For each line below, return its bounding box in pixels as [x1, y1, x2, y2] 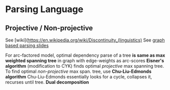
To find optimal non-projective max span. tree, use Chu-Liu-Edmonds [5, 68, 152, 74]
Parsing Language [5, 4, 84, 15]
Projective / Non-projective [5, 24, 93, 32]
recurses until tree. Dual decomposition [5, 79, 89, 85]
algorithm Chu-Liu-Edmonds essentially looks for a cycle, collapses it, [5, 74, 152, 79]
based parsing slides [5, 42, 49, 49]
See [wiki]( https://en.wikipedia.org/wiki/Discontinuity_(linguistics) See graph [5, 37, 165, 43]
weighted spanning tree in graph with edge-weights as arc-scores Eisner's [5, 58, 164, 64]
